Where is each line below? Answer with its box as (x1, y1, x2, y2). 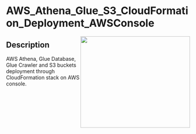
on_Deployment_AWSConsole (6, 16, 155, 30)
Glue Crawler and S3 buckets (6, 61, 77, 68)
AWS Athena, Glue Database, (6, 56, 76, 62)
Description (6, 40, 50, 50)
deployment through (6, 68, 55, 74)
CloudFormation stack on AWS (6, 74, 80, 81)
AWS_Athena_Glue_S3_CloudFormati (6, 4, 188, 18)
